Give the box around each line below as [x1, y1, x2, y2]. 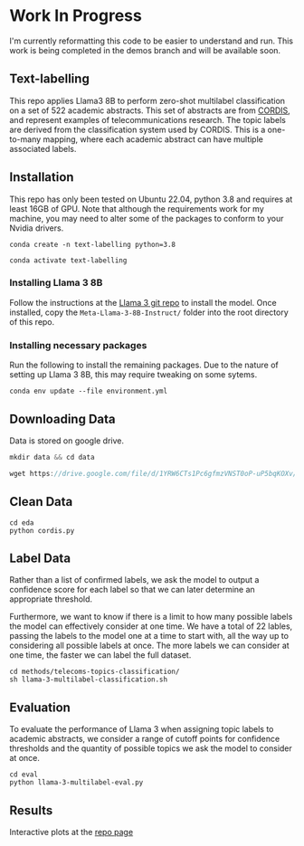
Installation [9, 169, 74, 185]
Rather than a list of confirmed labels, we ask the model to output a [9, 575, 260, 585]
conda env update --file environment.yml [9, 386, 168, 396]
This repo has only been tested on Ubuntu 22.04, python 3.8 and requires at [9, 194, 293, 204]
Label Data [9, 550, 71, 566]
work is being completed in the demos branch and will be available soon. [9, 44, 281, 55]
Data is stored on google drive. [9, 435, 125, 446]
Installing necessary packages [9, 338, 147, 351]
